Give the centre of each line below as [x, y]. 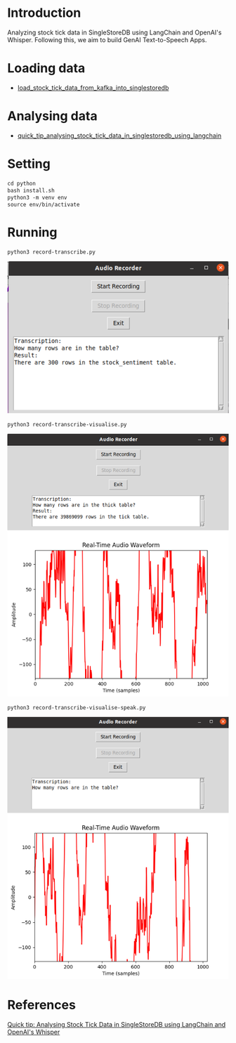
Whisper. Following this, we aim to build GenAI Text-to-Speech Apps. [107, 39]
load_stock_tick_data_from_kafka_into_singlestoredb [93, 87]
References [41, 1005]
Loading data [46, 68]
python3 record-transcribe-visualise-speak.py [77, 707]
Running [32, 232]
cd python [22, 183]
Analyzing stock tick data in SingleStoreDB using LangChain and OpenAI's [114, 32]
